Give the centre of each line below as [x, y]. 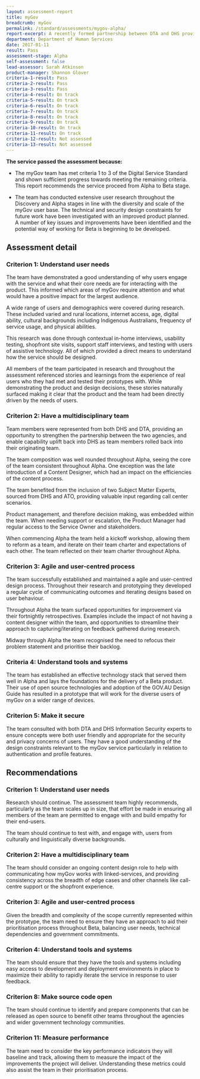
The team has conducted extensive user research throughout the [94, 197]
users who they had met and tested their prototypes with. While [84, 381]
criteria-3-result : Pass [37, 89]
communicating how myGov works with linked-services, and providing [93, 874]
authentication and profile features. [49, 754]
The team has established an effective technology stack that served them [96, 675]
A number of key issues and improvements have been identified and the [103, 222]
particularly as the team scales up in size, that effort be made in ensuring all [99, 809]
